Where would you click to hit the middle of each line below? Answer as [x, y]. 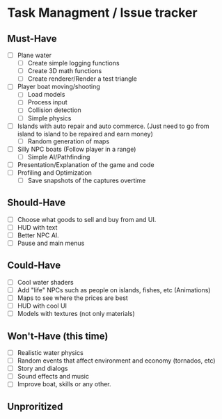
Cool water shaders [46, 282]
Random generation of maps [69, 141]
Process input [47, 102]
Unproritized [35, 406]
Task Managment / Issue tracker [102, 13]
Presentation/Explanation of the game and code [86, 164]
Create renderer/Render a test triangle [82, 79]
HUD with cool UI [42, 306]
